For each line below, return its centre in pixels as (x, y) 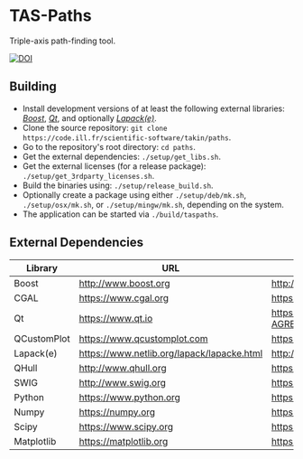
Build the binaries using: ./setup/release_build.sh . (118, 185)
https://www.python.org (129, 397)
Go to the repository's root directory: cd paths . (109, 146)
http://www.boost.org (124, 283)
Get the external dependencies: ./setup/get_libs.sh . (121, 156)
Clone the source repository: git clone (95, 127)
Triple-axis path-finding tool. (62, 41)
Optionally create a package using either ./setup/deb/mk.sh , (134, 194)
